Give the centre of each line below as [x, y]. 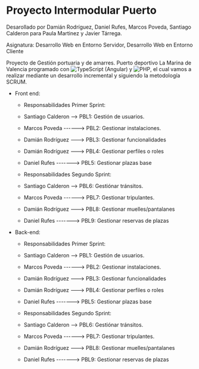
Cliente [15, 51]
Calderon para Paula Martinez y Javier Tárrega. [64, 33]
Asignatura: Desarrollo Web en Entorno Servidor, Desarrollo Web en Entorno [99, 45]
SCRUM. [17, 82]
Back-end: [27, 232]
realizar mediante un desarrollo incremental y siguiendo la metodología [93, 75]
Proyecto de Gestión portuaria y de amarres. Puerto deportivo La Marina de [99, 63]
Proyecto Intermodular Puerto [81, 10]
